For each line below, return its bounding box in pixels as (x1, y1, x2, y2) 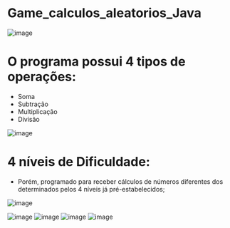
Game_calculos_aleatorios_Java (7, 5, 202, 21)
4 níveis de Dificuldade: (7, 154, 151, 170)
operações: (7, 69, 77, 85)
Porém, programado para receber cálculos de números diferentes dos (17, 177, 224, 186)
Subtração (17, 100, 48, 108)
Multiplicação (17, 107, 58, 115)
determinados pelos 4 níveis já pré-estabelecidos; (17, 185, 165, 193)
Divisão (17, 115, 41, 123)
